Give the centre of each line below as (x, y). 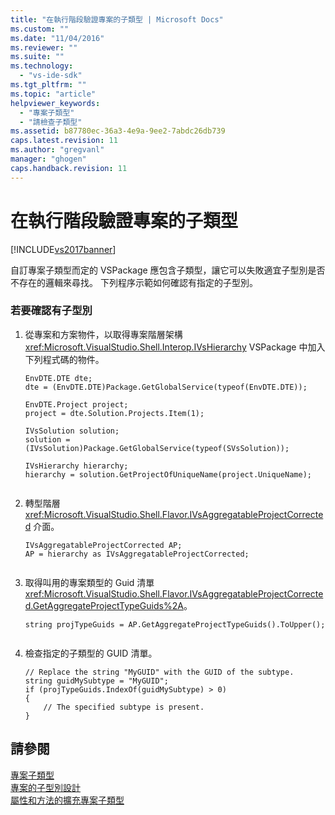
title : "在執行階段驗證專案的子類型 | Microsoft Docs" (117, 19)
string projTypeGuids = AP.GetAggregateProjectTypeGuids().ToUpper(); (175, 624)
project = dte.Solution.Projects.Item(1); (114, 413)
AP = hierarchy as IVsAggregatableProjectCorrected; (137, 554)
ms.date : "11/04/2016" (57, 38)
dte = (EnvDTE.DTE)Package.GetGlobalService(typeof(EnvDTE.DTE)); (166, 387)
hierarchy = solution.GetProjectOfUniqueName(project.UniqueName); (168, 474)
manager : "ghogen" (48, 159)
